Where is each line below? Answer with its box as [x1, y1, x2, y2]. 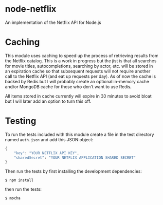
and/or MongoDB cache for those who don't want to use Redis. [5, 84, 132, 90]
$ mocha [5, 196, 21, 201]
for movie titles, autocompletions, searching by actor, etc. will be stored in [5, 63, 153, 69]
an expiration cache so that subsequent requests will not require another [5, 68, 151, 74]
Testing [5, 115, 36, 127]
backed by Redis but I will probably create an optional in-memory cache [5, 78, 149, 84]
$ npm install [5, 178, 34, 183]
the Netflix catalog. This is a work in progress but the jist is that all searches [5, 57, 157, 64]
